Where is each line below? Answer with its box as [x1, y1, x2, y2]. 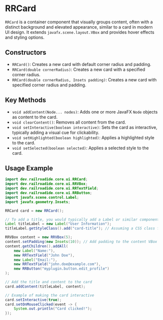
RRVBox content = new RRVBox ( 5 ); [5, 235, 73, 240]
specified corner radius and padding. [12, 82, 86, 88]
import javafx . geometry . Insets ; [5, 199, 70, 204]
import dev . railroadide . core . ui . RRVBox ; [5, 181, 88, 187]
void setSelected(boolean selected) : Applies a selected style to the [12, 145, 149, 151]
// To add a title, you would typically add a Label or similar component [5, 217, 160, 222]
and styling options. [5, 34, 45, 40]
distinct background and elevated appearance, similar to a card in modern [5, 24, 153, 30]
